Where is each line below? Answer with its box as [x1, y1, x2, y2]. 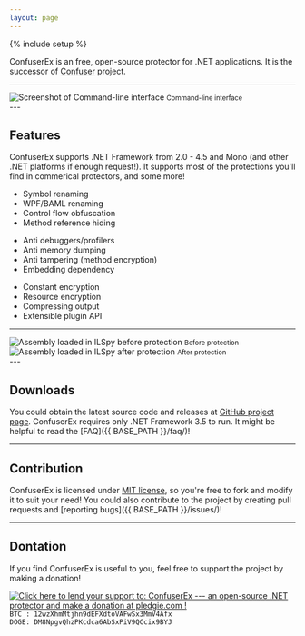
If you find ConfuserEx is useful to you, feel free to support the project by [9, 562, 284, 573]
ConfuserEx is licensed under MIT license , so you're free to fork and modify [9, 485, 293, 496]
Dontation [9, 539, 67, 554]
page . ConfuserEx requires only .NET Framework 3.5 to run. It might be [9, 416, 275, 427]
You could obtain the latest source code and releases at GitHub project [9, 406, 275, 418]
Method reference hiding [22, 217, 116, 228]
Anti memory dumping [22, 244, 106, 255]
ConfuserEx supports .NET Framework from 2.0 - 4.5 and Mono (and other [9, 152, 289, 163]
